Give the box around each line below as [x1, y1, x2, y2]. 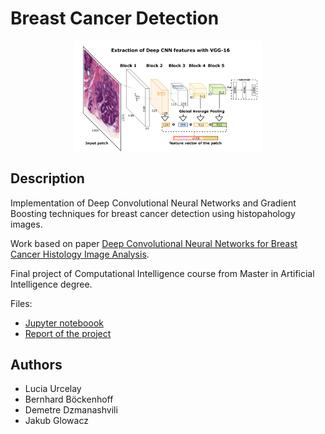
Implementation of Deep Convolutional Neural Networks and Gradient [10, 197, 297, 209]
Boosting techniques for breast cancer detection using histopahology [10, 207, 296, 219]
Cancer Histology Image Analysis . [10, 248, 150, 260]
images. [10, 218, 43, 230]
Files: [10, 297, 33, 309]
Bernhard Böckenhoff [24, 393, 114, 406]
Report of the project [24, 327, 112, 339]
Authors [10, 357, 63, 374]
